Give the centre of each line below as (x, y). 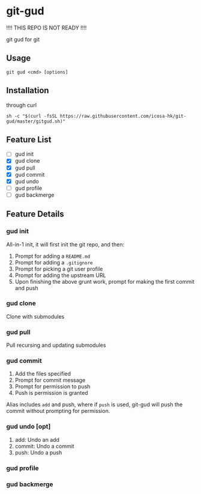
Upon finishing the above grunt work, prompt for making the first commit (105, 281)
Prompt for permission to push (52, 386)
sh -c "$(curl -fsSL (32, 116)
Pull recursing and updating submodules (56, 345)
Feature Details (35, 214)
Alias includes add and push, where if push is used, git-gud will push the (94, 404)
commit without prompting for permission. (58, 411)
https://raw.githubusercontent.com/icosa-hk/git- (123, 116)
